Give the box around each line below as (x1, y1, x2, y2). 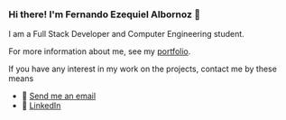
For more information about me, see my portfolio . (8, 46, 191, 57)
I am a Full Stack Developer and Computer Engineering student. (8, 29, 244, 40)
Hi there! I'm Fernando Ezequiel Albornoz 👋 (8, 8, 200, 21)
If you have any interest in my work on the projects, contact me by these (8, 63, 277, 75)
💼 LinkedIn (21, 100, 61, 111)
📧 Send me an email (21, 90, 97, 102)
